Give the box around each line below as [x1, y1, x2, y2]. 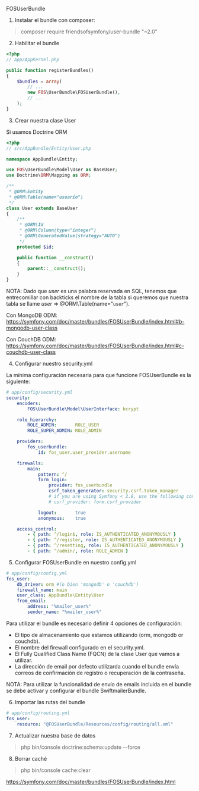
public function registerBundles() [6, 67, 94, 73]
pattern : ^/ [37, 471, 68, 478]
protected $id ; [17, 244, 54, 250]
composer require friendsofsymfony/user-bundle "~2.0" [20, 28, 158, 35]
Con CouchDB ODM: [6, 336, 56, 343]
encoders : [17, 400, 41, 406]
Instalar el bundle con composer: [14, 17, 95, 23]
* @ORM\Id [19, 222, 44, 228]
